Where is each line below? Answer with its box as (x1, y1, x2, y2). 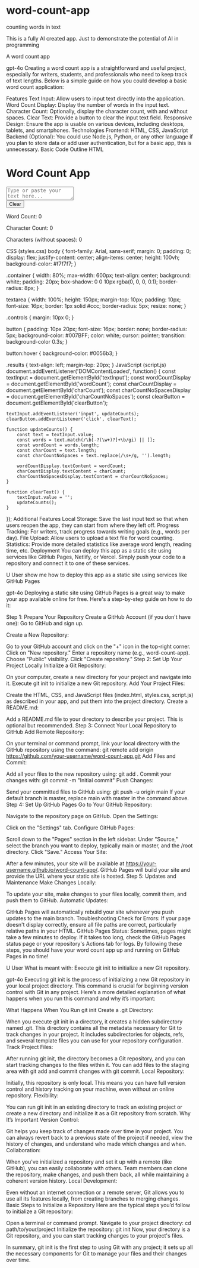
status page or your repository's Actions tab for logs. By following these (6, 940, 182, 947)
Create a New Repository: (6, 631, 70, 638)
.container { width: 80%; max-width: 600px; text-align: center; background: (6, 272, 191, 279)
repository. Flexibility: (6, 1091, 59, 1099)
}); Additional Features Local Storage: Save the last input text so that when (6, 515, 188, 522)
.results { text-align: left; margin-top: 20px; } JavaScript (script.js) (6, 361, 166, 368)
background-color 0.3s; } (6, 338, 68, 345)
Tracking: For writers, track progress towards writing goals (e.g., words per (6, 527, 190, 535)
